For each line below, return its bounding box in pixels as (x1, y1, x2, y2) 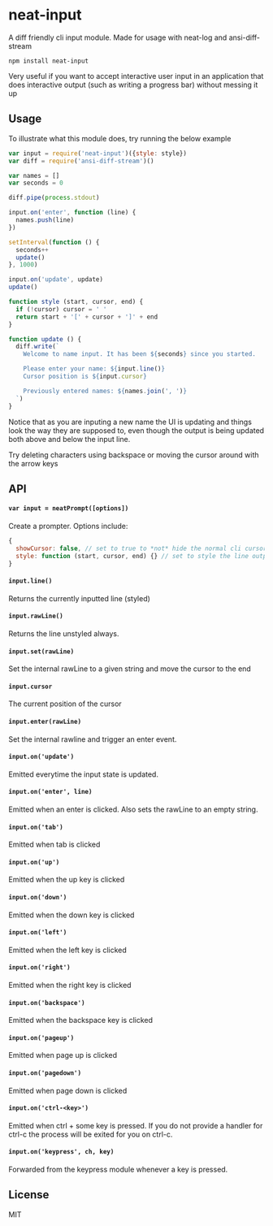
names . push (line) (15, 216, 75, 224)
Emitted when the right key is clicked (8, 981, 132, 990)
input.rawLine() (8, 612, 63, 621)
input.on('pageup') (8, 1033, 75, 1042)
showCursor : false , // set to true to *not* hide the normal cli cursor (15, 544, 267, 552)
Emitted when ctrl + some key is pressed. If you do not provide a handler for (8, 1120, 263, 1130)
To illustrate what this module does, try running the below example (8, 133, 232, 143)
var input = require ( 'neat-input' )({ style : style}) (8, 149, 187, 158)
